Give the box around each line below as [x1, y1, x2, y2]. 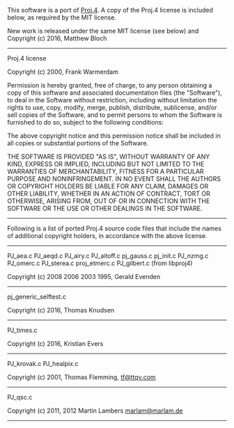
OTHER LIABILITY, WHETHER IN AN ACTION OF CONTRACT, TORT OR [7, 189, 210, 198]
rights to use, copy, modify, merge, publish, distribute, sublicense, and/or [7, 104, 217, 111]
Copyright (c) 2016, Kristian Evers [7, 340, 104, 347]
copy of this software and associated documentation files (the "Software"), [7, 88, 223, 97]
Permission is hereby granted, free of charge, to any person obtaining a [7, 81, 212, 89]
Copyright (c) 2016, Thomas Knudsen [7, 306, 115, 314]
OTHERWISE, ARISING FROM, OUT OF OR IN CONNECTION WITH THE [7, 197, 210, 205]
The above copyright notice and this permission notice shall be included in [7, 132, 221, 140]
